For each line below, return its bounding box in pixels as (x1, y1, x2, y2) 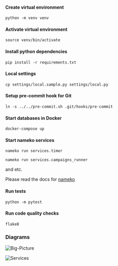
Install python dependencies (5, 49, 67, 54)
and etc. (5, 167, 23, 173)
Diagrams (5, 233, 30, 240)
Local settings (5, 71, 36, 77)
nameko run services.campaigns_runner (5, 157, 88, 162)
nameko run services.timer (5, 149, 63, 154)
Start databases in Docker (5, 115, 62, 121)
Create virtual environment (5, 4, 64, 10)
